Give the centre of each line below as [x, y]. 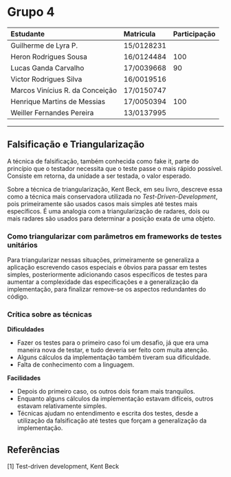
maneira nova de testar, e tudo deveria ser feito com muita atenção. [113, 350]
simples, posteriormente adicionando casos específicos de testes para [107, 275]
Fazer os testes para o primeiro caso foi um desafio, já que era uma [113, 343]
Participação [194, 34]
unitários [22, 245]
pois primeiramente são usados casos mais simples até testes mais [102, 203]
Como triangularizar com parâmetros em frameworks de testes [114, 236]
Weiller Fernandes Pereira [52, 112]
